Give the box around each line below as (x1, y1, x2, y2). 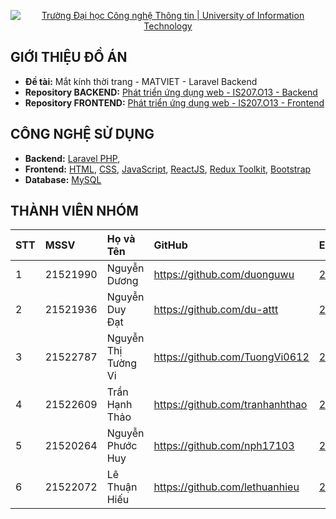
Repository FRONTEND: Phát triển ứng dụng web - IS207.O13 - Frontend (24, 96, 325, 109)
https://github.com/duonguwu (153, 268, 295, 282)
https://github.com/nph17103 (153, 439, 295, 453)
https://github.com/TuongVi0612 (153, 350, 310, 364)
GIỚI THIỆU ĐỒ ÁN (10, 49, 128, 66)
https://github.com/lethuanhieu (153, 480, 300, 494)
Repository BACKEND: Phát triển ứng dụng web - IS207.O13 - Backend (24, 86, 318, 98)
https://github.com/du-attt (153, 303, 279, 317)
